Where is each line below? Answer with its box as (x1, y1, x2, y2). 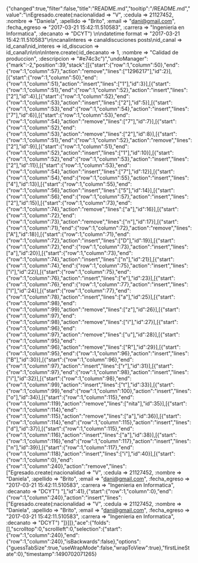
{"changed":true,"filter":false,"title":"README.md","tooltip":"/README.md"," (6, 5, 191, 12)
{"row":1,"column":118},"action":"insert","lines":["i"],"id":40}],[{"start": (6, 450, 176, 457)
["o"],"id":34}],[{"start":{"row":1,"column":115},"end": (6, 394, 135, 401)
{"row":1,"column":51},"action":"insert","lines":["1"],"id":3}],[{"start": (6, 80, 171, 87)
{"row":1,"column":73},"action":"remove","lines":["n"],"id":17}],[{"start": (6, 218, 179, 225)
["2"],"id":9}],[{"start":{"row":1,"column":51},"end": (6, 143, 129, 150)
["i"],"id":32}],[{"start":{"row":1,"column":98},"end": (6, 375, 132, 382)
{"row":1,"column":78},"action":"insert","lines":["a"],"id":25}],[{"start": (6, 293, 176, 300)
